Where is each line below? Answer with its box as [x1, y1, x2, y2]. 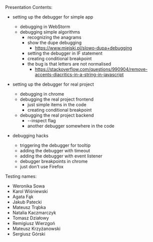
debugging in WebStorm [19, 24, 70, 30]
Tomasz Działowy [12, 215, 49, 221]
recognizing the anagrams [27, 35, 81, 40]
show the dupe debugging [27, 40, 82, 46]
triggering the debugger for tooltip [19, 142, 91, 148]
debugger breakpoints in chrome [19, 158, 88, 164]
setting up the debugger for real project [12, 81, 94, 87]
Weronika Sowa [12, 183, 45, 189]
